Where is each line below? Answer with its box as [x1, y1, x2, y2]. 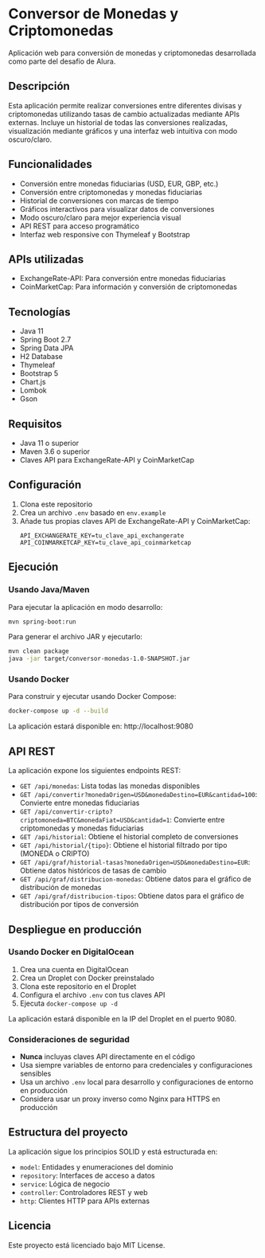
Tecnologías [8, 305, 71, 318]
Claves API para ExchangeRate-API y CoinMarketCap [19, 455, 195, 464]
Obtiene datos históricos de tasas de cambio [19, 865, 167, 876]
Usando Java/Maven [8, 584, 90, 596]
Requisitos [8, 417, 62, 431]
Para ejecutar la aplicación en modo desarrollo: [8, 602, 163, 611]
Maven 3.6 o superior [19, 447, 90, 456]
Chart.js [19, 377, 46, 387]
